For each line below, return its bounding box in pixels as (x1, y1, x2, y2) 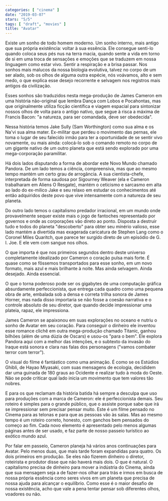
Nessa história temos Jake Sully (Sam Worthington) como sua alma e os (5, 124, 154, 130)
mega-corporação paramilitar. (5, 151, 67, 157)
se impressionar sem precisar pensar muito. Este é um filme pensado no (5, 406, 154, 412)
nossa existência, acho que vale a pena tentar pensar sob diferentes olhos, (5, 486, 160, 492)
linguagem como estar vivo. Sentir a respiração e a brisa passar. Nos (5, 61, 147, 68)
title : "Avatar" (5, 26, 39, 31)
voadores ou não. (5, 491, 42, 497)
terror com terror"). (5, 349, 45, 355)
